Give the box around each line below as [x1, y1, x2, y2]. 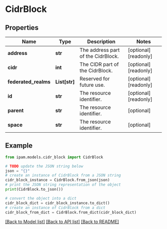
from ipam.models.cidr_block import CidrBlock [5, 155, 103, 160]
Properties [5, 23, 39, 32]
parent [7, 107, 24, 114]
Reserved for [79, 75, 110, 82]
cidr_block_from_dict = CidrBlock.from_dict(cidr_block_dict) [5, 210, 137, 215]
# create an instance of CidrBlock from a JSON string [5, 173, 121, 178]
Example [5, 141, 33, 150]
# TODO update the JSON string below [5, 164, 83, 169]
